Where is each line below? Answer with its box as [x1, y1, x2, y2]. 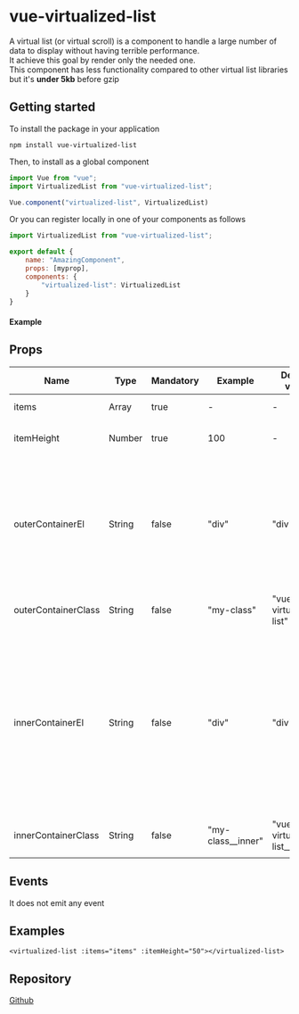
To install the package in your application [9, 123, 160, 134]
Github [9, 995, 34, 1006]
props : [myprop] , [25, 264, 90, 273]
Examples [9, 923, 65, 938]
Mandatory [150, 374, 199, 386]
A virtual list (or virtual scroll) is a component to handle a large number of [9, 36, 278, 46]
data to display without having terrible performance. [9, 45, 200, 55]
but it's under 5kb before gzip [9, 73, 120, 84]
